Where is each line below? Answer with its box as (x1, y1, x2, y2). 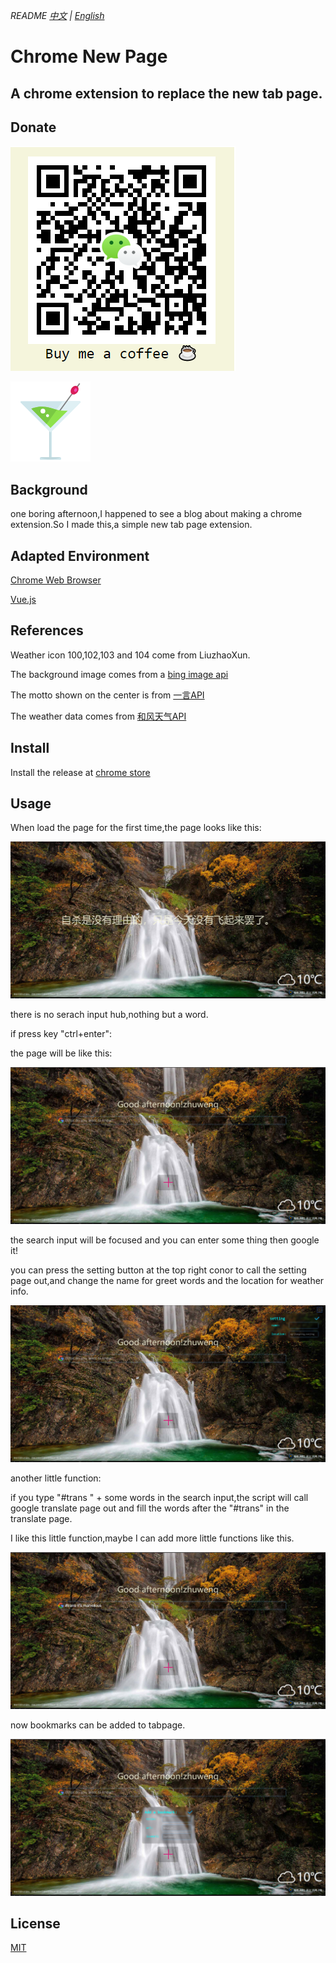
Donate (10, 119, 57, 136)
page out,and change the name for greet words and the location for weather (10, 1274, 325, 1286)
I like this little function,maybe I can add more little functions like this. (10, 1532, 295, 1544)
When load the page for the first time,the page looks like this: (10, 822, 262, 834)
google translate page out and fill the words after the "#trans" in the (10, 1502, 290, 1514)
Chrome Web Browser (10, 574, 102, 586)
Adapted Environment (10, 547, 150, 564)
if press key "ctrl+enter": (10, 1027, 112, 1039)
